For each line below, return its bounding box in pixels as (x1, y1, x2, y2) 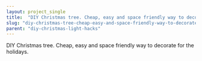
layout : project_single (6, 8, 66, 15)
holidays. (6, 48, 29, 56)
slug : (6, 20, 20, 26)
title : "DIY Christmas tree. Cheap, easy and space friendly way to (6, 14, 185, 20)
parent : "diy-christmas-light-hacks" (6, 25, 101, 32)
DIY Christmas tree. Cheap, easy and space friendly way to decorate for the (6, 42, 194, 49)
